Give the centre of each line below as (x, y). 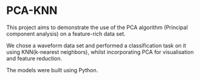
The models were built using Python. (52, 70)
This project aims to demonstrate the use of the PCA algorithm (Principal (97, 27)
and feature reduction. (34, 58)
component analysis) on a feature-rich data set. (66, 33)
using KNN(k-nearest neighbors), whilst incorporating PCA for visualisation (100, 52)
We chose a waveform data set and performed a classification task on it (96, 45)
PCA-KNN (32, 11)
